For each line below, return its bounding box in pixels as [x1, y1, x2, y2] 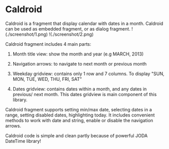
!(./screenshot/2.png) [49, 31, 94, 37]
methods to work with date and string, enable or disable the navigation [5, 117, 154, 123]
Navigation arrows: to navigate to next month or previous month [12, 61, 147, 67]
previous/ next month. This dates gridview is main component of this [12, 91, 157, 97]
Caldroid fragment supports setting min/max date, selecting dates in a [5, 106, 152, 112]
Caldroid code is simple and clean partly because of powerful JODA [5, 132, 148, 138]
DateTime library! [5, 138, 42, 144]
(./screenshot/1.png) [5, 31, 48, 37]
